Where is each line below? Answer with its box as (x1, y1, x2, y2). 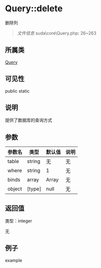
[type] (27, 186, 41, 193)
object (7, 186, 22, 193)
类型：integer (5, 218, 33, 223)
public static (5, 88, 30, 94)
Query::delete (5, 3, 63, 14)
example (5, 257, 22, 263)
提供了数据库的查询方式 (5, 117, 52, 123)
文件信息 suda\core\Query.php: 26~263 (17, 30, 97, 36)
